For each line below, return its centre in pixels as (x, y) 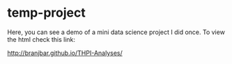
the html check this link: (41, 39)
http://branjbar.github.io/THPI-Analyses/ (65, 53)
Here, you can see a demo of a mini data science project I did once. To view (116, 32)
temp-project (46, 13)
